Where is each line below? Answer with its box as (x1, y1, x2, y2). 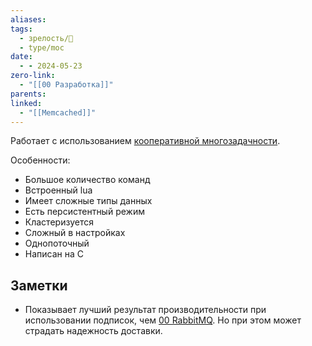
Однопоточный (24, 237, 90, 250)
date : (10, 52, 33, 62)
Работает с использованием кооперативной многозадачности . (10, 135, 281, 147)
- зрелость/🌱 (19, 33, 74, 43)
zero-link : (10, 71, 56, 81)
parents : (10, 89, 47, 99)
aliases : (10, 14, 47, 25)
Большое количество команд (24, 174, 151, 186)
